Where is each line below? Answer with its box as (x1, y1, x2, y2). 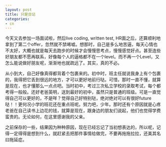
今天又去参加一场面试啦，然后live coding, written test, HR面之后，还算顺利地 (5, 35, 161, 41)
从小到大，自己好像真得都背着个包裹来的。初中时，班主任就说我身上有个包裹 (5, 70, 161, 77)
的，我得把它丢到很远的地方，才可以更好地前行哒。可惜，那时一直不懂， (5, 77, 152, 83)
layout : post (5, 7, 32, 12)
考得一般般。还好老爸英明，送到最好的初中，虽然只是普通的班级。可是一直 (5, 89, 157, 95)
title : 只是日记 (5, 12, 36, 17)
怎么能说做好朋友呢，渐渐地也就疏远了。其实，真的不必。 (5, 60, 122, 66)
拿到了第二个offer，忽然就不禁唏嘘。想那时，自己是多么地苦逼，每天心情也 (5, 42, 158, 48)
